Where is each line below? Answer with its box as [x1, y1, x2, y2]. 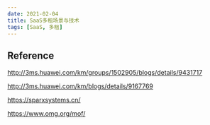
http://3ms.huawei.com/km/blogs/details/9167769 [7, 82, 154, 90]
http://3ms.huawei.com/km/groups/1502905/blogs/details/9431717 [7, 69, 203, 77]
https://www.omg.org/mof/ [7, 109, 86, 118]
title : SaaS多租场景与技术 [7, 17, 79, 24]
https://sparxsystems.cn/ [7, 96, 81, 105]
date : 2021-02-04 [7, 10, 59, 18]
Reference [7, 49, 55, 61]
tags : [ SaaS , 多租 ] [7, 23, 63, 30]
